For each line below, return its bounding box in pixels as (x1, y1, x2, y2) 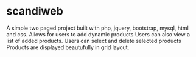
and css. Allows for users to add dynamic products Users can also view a (6, 30, 191, 38)
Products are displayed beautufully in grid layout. (6, 44, 130, 51)
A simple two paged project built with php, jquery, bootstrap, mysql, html (6, 24, 189, 32)
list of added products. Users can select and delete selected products (6, 37, 181, 44)
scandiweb (6, 4, 64, 18)
